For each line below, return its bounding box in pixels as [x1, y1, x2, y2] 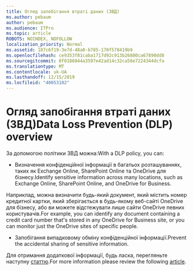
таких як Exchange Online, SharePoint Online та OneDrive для [14, 167, 167, 174]
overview [6, 130, 53, 144]
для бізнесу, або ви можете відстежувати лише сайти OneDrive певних [6, 204, 185, 211]
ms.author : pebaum [6, 14, 51, 20]
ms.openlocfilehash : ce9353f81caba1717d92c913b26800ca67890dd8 [6, 52, 165, 58]
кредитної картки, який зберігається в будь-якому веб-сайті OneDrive [6, 197, 184, 204]
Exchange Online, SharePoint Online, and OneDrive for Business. [14, 180, 172, 187]
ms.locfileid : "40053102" [6, 80, 69, 86]
